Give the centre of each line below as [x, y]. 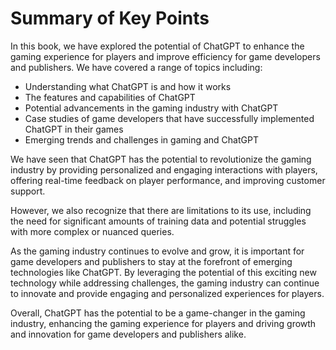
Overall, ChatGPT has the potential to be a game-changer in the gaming [158, 313]
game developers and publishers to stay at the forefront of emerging [151, 261]
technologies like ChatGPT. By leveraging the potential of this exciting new [163, 272]
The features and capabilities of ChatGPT [110, 97]
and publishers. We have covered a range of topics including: [136, 67]
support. [28, 191]
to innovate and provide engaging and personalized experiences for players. [167, 293]
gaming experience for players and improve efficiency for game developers [165, 56]
